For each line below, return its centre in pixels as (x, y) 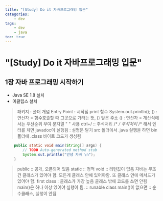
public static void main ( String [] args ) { (58, 145)
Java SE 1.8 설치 (28, 95)
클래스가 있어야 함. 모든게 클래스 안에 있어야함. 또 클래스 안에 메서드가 (89, 175)
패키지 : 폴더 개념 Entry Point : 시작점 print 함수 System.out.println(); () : (87, 111)
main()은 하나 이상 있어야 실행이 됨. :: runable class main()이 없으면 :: (84, 187)
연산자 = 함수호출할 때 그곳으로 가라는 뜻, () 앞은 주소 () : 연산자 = (80, 118)
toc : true (15, 37)
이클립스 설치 (25, 101)
